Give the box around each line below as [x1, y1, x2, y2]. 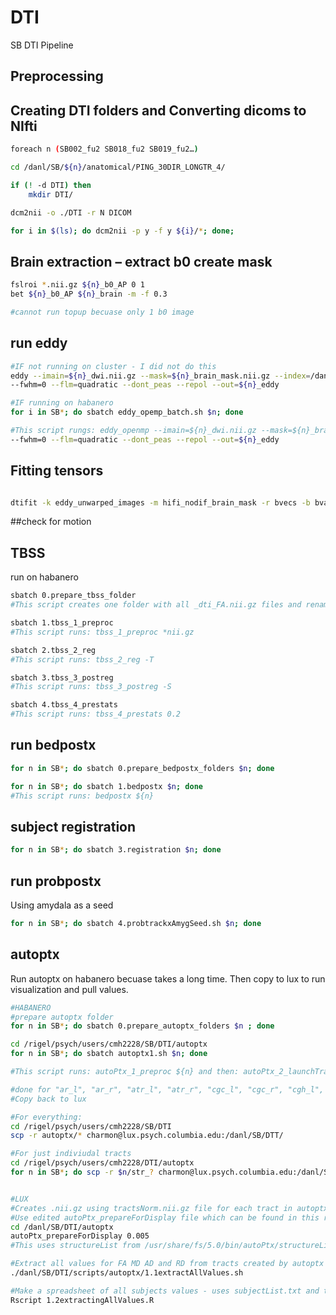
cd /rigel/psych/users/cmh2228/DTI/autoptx [10, 1158, 195, 1168]
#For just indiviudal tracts [10, 1149, 132, 1159]
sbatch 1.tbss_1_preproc [10, 618, 114, 628]
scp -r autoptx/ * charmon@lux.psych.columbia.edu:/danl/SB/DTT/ [10, 1131, 284, 1141]
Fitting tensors [10, 462, 104, 480]
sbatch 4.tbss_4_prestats [10, 700, 118, 710]
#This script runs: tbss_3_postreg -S [10, 682, 172, 692]
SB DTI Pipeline [10, 39, 74, 51]
